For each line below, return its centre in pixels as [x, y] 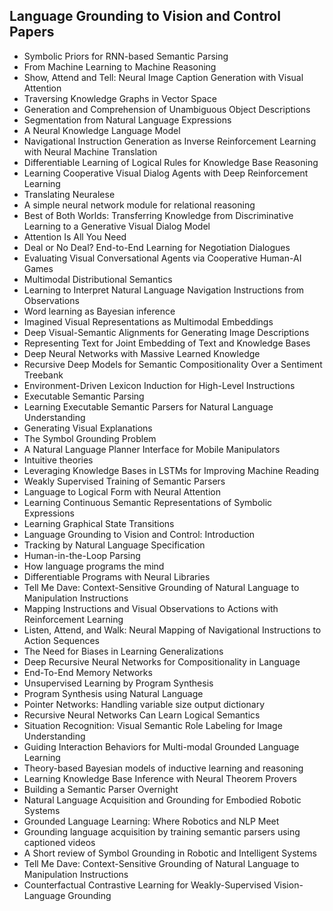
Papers [32, 32]
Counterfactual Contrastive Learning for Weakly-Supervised [147, 885]
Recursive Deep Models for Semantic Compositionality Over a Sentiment [173, 364]
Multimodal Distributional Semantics [98, 279]
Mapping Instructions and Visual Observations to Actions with [151, 608]
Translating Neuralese [69, 194]
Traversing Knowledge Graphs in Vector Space [120, 98]
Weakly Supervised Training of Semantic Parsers [124, 481]
